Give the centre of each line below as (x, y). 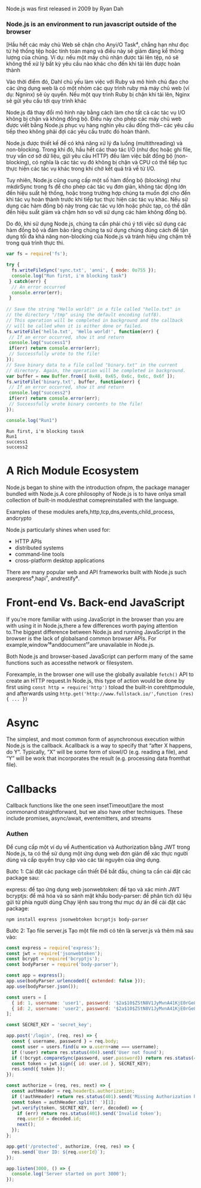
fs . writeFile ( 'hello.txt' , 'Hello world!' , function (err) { (83, 331)
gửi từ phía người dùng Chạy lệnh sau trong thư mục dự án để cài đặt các (96, 902)
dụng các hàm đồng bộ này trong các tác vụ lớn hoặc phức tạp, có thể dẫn (98, 206)
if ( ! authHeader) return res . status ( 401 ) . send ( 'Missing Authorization (101, 1096)
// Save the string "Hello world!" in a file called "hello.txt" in (93, 309)
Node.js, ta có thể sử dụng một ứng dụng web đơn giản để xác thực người (97, 853)
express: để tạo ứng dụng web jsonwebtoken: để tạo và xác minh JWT (93, 889)
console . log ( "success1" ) (39, 343)
